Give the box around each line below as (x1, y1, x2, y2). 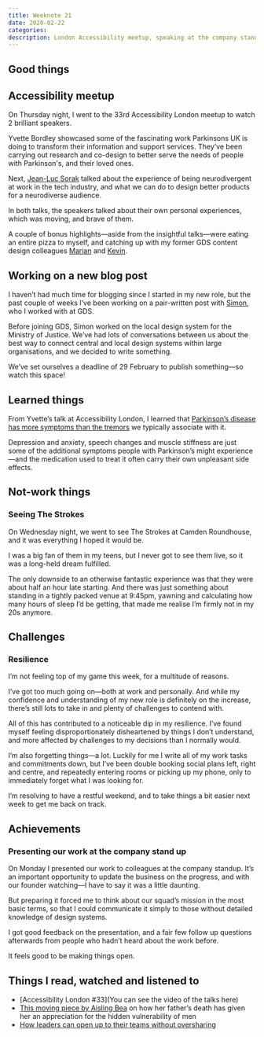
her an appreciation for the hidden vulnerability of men (19, 1011, 196, 1020)
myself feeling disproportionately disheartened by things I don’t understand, (8, 727, 255, 737)
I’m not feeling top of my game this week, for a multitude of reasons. (8, 671, 229, 681)
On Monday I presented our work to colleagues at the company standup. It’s (8, 864, 255, 873)
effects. (8, 463, 33, 473)
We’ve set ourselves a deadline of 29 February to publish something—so (8, 362, 244, 372)
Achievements (8, 822, 81, 836)
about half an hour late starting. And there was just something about (8, 583, 229, 592)
